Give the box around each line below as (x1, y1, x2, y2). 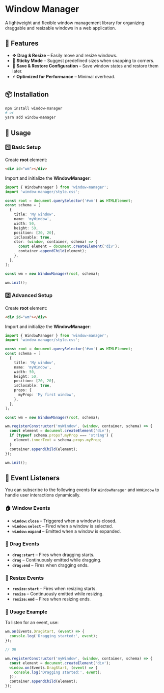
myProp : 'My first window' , (18, 393, 76, 397)
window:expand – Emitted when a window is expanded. (12, 528, 121, 534)
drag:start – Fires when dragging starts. (12, 552, 95, 558)
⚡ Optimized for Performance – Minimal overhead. (12, 73, 115, 79)
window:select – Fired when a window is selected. (12, 523, 113, 529)
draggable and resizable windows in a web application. (5, 25, 116, 31)
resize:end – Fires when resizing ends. (12, 596, 91, 602)
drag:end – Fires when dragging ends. (12, 562, 89, 568)
